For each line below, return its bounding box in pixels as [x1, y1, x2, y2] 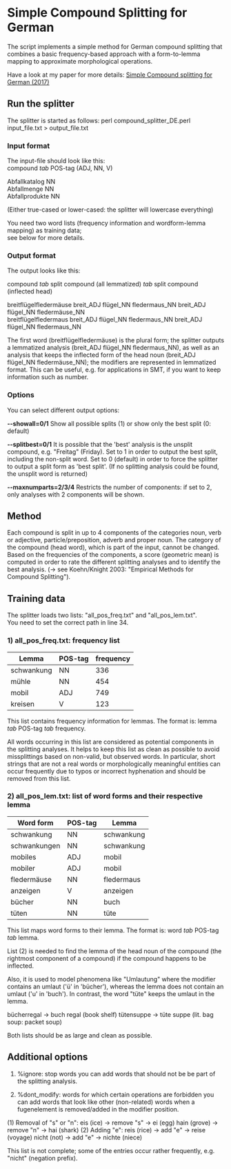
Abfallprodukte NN [7, 192, 61, 201]
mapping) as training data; [7, 226, 82, 234]
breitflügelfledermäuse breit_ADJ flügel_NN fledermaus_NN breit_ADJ [7, 301, 206, 309]
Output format [7, 250, 57, 260]
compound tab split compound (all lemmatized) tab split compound [7, 280, 199, 288]
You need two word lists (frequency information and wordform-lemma [7, 219, 206, 228]
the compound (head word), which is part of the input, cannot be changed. [7, 543, 220, 551]
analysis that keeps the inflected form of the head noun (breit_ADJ [7, 351, 197, 359]
